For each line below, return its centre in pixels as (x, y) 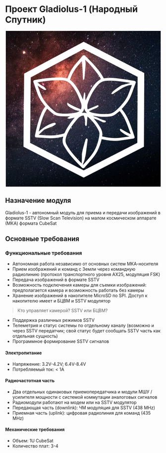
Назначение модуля (38, 201)
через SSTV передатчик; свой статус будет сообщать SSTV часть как (86, 331)
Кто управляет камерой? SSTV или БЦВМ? (62, 310)
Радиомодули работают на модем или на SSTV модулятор (75, 402)
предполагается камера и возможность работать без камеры (78, 291)
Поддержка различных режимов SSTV (54, 320)
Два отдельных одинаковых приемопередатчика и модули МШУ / (82, 392)
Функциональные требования (44, 253)
